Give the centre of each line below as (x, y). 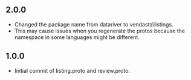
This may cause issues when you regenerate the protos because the (100, 31)
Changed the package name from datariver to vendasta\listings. (94, 24)
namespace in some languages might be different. (77, 37)
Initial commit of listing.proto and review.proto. (72, 70)
